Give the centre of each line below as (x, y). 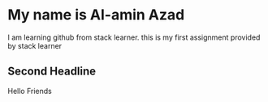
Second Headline (52, 72)
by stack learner (35, 45)
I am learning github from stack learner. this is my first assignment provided (134, 37)
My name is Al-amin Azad (96, 15)
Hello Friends (30, 91)
